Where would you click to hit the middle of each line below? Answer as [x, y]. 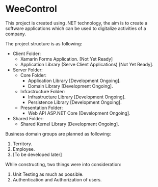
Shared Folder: [28, 118]
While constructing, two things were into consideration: [63, 164]
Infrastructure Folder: [43, 91]
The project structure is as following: [44, 43]
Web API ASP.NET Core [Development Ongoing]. [79, 113]
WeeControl [31, 9]
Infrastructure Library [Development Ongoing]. [77, 97]
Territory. [22, 144]
